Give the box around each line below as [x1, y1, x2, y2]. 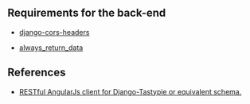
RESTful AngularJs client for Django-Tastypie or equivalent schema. [18, 87, 242, 96]
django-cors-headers [18, 27, 90, 37]
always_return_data [18, 43, 84, 52]
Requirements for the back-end [7, 6, 166, 20]
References [7, 66, 66, 79]
